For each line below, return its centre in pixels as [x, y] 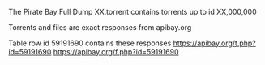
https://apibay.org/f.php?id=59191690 [116, 52]
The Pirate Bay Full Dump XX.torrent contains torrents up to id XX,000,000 [132, 12]
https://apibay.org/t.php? [215, 43]
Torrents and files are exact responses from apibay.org [100, 27]
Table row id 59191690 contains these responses [90, 43]
